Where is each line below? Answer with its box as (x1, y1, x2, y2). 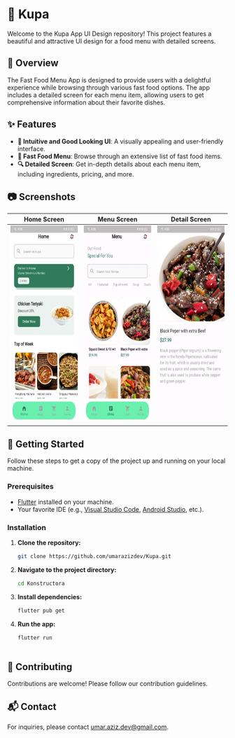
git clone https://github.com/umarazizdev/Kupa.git (17, 553, 171, 560)
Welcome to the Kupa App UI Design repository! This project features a (7, 29, 212, 38)
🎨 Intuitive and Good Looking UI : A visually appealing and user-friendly (17, 137, 224, 146)
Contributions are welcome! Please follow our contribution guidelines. (7, 679, 208, 688)
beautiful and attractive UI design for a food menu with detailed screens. (7, 36, 216, 45)
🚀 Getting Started (7, 438, 85, 450)
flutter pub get (17, 607, 65, 614)
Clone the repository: (17, 538, 81, 547)
